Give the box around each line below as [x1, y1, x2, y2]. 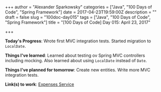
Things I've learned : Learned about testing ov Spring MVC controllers [5, 53, 145, 58]
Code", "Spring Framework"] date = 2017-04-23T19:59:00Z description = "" [5, 9, 157, 15]
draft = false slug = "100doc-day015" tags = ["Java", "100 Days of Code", [5, 14, 151, 20]
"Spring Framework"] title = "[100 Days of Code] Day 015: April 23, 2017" [5, 19, 151, 25]
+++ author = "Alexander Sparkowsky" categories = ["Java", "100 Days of [5, 4, 152, 10]
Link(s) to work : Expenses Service [5, 81, 74, 87]
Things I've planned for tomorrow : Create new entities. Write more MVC [5, 67, 150, 73]
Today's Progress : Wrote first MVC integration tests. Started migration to [5, 38, 151, 44]
